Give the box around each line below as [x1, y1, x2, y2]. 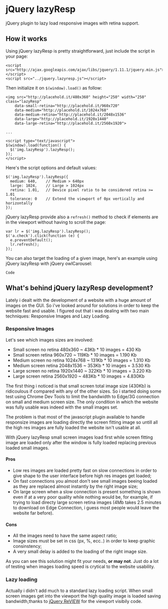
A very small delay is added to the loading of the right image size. [12, 548, 148, 554]
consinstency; [12, 543, 42, 549]
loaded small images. [5, 445, 49, 451]
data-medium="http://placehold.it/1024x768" [14, 108, 109, 113]
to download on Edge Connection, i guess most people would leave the [12, 505, 160, 511]
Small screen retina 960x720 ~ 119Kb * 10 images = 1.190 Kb [12, 352, 137, 358]
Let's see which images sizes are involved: [5, 337, 94, 343]
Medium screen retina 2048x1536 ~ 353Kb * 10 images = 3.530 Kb [12, 362, 151, 369]
